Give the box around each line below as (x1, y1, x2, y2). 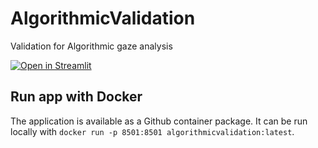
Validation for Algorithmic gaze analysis (10, 40, 173, 52)
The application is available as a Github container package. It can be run (10, 115, 308, 127)
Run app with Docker (10, 88, 143, 106)
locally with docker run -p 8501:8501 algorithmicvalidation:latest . (10, 125, 295, 137)
